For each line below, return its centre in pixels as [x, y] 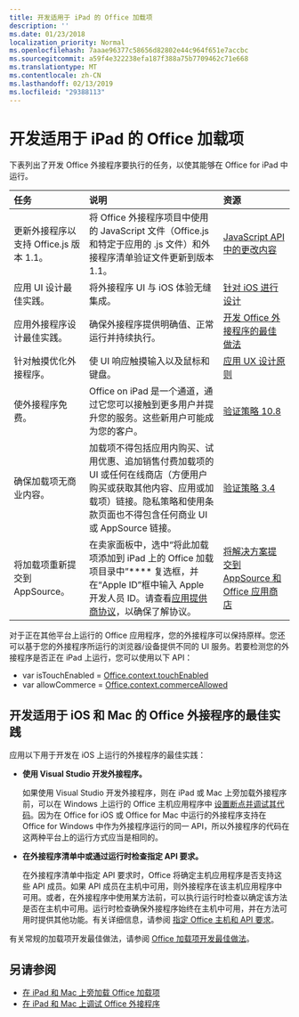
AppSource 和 [252, 578]
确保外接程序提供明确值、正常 [151, 324]
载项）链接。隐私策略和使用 [147, 501]
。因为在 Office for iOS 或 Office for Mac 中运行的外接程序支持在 [148, 815]
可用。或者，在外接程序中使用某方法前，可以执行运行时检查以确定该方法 [154, 898]
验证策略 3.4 [249, 488]
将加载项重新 [41, 565]
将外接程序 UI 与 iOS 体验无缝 [150, 288]
